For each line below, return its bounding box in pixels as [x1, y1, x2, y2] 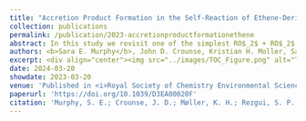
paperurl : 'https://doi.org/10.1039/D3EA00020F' [9, 89, 198, 98]
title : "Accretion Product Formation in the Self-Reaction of [9, 13, 250, 23]
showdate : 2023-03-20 [9, 73, 92, 82]
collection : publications [9, 22, 107, 31]
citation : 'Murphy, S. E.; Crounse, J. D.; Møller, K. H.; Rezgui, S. [9, 97, 283, 107]
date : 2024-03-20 [9, 65, 76, 74]
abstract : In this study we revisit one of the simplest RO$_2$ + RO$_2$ [9, 38, 296, 48]
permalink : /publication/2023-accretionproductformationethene [9, 30, 255, 39]
